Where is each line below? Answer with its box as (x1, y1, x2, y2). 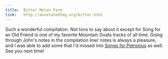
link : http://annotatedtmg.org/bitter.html (5, 12, 103, 17)
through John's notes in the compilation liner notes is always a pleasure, (5, 37, 156, 43)
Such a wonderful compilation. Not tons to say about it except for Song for (5, 26, 161, 32)
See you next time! (5, 48, 45, 54)
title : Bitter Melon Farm (5, 7, 62, 13)
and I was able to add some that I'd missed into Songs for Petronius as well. (5, 42, 163, 48)
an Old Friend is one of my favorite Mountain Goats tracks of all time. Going (5, 32, 163, 38)
